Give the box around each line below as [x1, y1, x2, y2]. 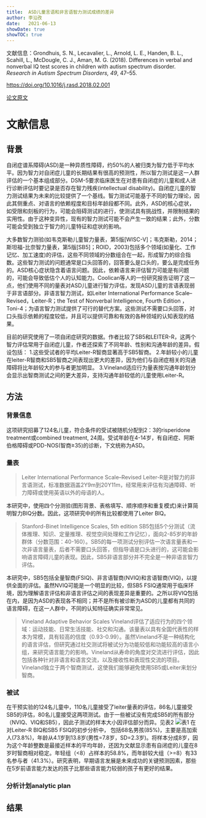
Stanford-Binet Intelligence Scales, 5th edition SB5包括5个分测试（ [21, 523, 190, 530]
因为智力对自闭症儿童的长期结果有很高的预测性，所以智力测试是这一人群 [17, 169, 200, 177]
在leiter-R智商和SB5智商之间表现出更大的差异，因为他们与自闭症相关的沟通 [6, 357, 196, 364]
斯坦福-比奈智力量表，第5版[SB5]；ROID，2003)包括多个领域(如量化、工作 [6, 244, 196, 251]
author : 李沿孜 [6, 15, 42, 21]
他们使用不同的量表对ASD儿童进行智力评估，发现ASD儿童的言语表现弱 [17, 282, 195, 289]
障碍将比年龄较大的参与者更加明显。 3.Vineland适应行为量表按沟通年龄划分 [6, 364, 196, 371]
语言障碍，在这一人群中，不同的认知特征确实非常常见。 [6, 605, 146, 612]
